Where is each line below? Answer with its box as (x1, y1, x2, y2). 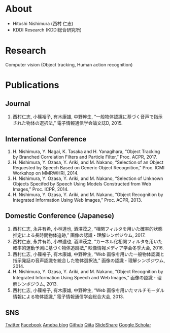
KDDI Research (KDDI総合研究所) (12, 26, 82, 33)
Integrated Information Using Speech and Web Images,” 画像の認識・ (12, 274, 157, 280)
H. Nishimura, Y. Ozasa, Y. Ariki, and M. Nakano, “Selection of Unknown (12, 175, 163, 181)
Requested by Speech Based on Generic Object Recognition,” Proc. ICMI (12, 164, 165, 170)
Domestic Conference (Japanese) (5, 211, 115, 220)
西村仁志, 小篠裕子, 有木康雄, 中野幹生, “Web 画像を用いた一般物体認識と (12, 251, 165, 257)
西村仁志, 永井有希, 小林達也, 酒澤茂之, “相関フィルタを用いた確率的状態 (12, 226, 163, 232)
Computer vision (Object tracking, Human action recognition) (5, 61, 133, 67)
